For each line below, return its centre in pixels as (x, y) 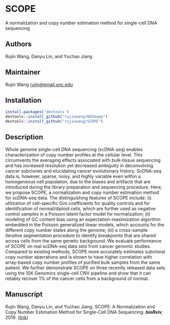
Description (24, 137)
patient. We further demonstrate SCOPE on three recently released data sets (85, 268)
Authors (19, 44)
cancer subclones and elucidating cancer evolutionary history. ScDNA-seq (83, 171)
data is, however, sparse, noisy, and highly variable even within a (73, 176)
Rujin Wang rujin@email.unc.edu (39, 85)
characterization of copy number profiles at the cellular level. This (74, 154)
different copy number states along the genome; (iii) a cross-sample (77, 230)
